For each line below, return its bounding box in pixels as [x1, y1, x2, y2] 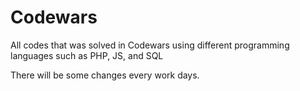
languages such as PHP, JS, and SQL [10, 49, 164, 61]
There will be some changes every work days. [10, 69, 200, 81]
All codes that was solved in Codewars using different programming [10, 39, 290, 51]
